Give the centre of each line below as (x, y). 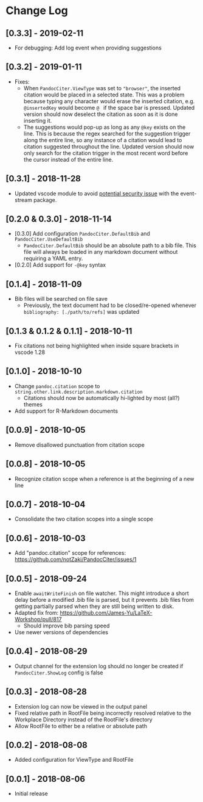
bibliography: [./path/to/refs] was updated (81, 312)
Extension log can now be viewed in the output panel (81, 706)
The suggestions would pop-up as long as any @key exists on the (105, 127)
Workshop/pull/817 (38, 619)
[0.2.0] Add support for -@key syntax (60, 265)
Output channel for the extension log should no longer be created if (99, 666)
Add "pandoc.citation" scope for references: (70, 553)
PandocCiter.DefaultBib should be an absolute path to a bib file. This (110, 245)
